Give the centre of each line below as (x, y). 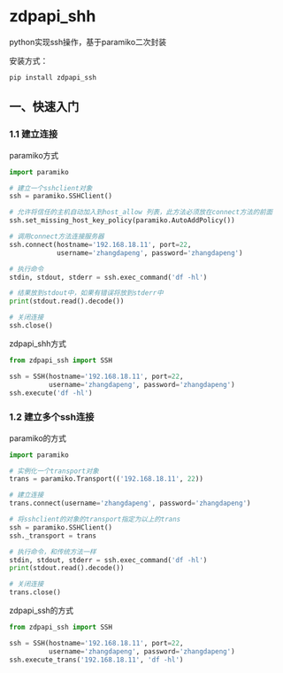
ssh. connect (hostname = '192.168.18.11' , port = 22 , (100, 244)
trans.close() (35, 592)
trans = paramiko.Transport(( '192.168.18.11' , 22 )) (106, 479)
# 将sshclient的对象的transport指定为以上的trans (95, 520)
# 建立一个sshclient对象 (51, 188)
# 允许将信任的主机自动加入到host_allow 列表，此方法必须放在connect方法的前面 (141, 213)
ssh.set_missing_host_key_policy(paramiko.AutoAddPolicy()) (122, 220)
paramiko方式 (34, 155)
